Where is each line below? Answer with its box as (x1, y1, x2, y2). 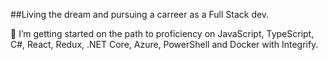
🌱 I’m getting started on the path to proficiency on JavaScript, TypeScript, (10, 28, 315, 39)
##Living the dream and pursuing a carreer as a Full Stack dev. (10, 9, 270, 20)
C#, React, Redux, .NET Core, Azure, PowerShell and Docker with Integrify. (10, 39, 319, 50)
